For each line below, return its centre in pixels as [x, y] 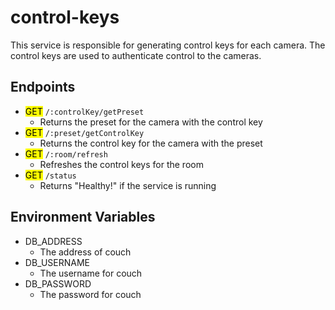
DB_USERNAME [57, 262]
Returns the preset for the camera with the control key [151, 122]
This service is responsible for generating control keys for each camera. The [168, 45]
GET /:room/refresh [66, 153]
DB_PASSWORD [58, 283]
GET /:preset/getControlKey [84, 132]
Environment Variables [83, 217]
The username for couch [91, 273]
